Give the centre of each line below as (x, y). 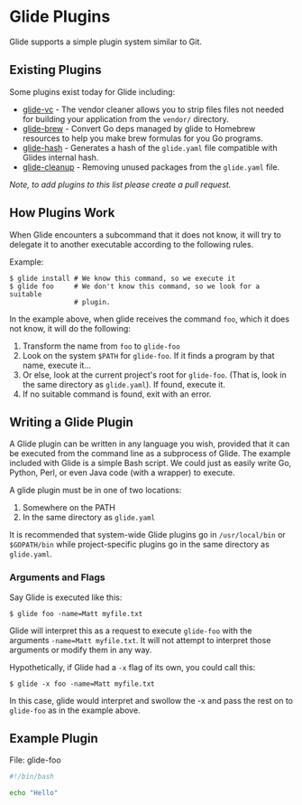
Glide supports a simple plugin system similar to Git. (106, 42)
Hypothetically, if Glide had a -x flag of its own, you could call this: (133, 667)
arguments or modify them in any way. (81, 650)
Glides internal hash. (60, 157)
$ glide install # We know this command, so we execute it (123, 278)
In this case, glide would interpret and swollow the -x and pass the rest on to (151, 700)
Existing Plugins (55, 70)
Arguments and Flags (57, 577)
